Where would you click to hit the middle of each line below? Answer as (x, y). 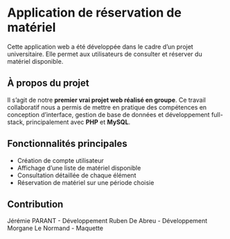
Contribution (35, 204)
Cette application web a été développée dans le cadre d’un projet (100, 46)
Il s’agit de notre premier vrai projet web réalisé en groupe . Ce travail (107, 100)
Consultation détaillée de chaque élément (77, 175)
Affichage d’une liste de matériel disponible (79, 168)
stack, (16, 122)
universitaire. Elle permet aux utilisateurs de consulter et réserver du (105, 54)
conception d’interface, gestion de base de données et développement (108, 114)
